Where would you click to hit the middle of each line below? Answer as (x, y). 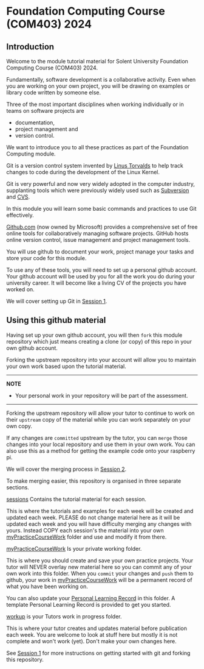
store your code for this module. (46, 258)
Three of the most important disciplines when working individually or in (95, 104)
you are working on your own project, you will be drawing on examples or (98, 86)
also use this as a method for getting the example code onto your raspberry (101, 451)
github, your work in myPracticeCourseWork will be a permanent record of (99, 579)
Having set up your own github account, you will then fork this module (94, 335)
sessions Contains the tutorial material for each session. (76, 499)
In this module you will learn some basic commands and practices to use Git (101, 209)
